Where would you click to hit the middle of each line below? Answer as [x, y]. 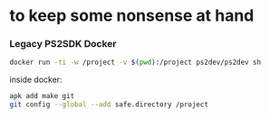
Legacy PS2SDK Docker [63, 44]
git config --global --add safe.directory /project [109, 104]
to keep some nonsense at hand [132, 16]
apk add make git [42, 96]
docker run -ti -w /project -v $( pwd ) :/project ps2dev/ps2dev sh [135, 63]
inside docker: [36, 80]
